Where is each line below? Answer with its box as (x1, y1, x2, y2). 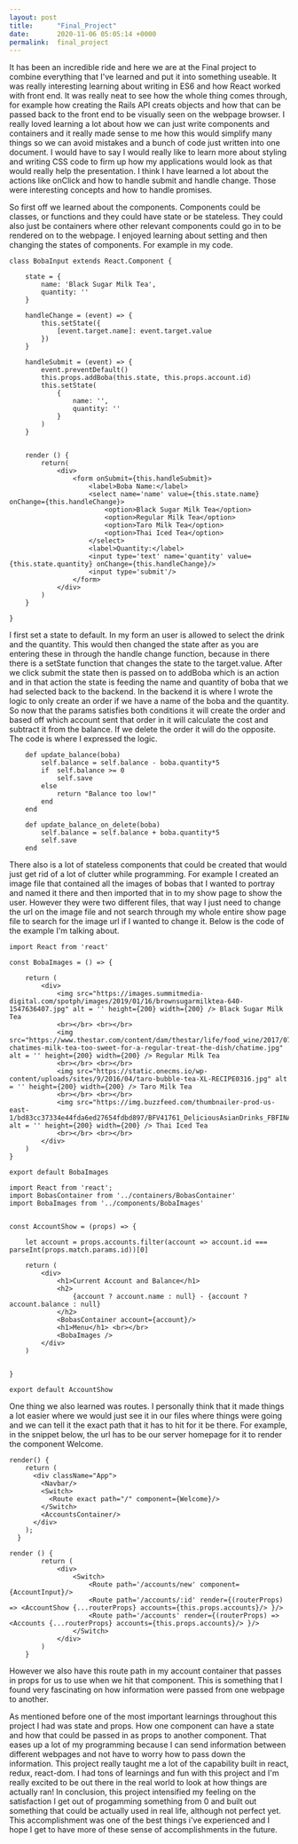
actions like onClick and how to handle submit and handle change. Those (9, 175, 277, 186)
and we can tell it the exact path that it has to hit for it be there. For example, (9, 1420, 288, 1430)
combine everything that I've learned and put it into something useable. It (9, 72, 278, 83)
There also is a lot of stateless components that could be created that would (9, 859, 287, 870)
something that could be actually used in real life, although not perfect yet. (9, 1806, 282, 1816)
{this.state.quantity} (9, 560, 93, 569)
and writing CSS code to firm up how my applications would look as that (9, 156, 273, 167)
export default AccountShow (9, 1386, 114, 1395)
